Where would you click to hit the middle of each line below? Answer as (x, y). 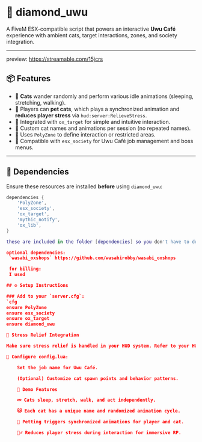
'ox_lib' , (29, 225)
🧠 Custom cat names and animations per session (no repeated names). (103, 128)
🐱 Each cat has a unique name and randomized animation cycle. (99, 411)
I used (17, 275)
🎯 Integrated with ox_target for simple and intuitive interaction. (93, 121)
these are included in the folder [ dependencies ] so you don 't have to (98, 242)
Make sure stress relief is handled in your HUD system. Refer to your (98, 346)
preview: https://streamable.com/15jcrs (55, 59)
